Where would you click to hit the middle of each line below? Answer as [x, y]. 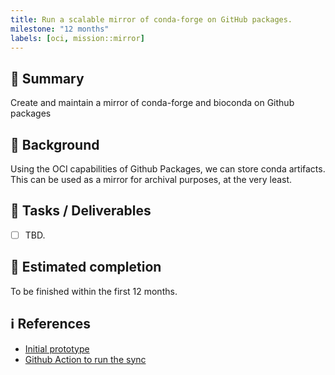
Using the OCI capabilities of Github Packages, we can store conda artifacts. [168, 169]
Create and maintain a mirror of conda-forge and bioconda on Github [152, 103]
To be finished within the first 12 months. [94, 291]
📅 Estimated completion [86, 267]
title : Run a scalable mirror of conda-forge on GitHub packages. [151, 19]
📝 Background [55, 144]
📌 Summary [47, 78]
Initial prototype [57, 348]
